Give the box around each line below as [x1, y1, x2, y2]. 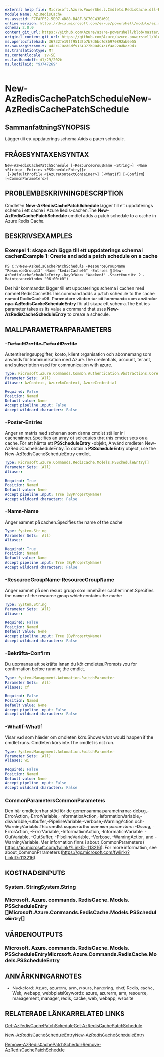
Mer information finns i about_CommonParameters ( [41, 839, 145, 845]
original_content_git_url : [5, 35, 60, 40]
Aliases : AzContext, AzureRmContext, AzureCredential [5, 380, 117, 385]
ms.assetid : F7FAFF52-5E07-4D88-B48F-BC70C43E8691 [5, 16, 110, 21]
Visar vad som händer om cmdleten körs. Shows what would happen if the [5, 735, 154, 740]
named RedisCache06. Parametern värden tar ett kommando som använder [5, 296, 157, 301]
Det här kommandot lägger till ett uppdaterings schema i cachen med [5, 285, 145, 291]
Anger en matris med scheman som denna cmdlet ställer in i [5, 430, 126, 436]
